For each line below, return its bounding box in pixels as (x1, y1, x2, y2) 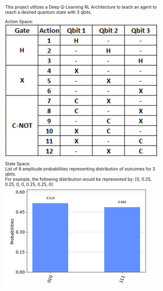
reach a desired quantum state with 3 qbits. (5, 9, 92, 15)
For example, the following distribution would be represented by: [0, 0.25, (5, 177, 152, 182)
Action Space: (5, 19, 33, 24)
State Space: (5, 161, 31, 167)
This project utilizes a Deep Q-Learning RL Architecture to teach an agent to (5, 4, 157, 10)
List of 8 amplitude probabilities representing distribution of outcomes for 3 (5, 166, 155, 172)
